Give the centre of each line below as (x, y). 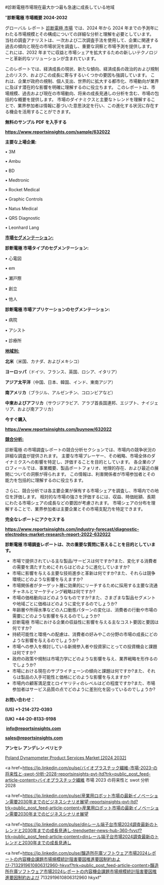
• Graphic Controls (24, 199)
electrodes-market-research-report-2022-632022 (58, 534)
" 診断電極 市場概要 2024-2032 (36, 18)
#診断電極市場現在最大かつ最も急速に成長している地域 (60, 7)
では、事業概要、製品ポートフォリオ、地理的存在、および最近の (90, 468)
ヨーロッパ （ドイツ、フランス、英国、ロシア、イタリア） (62, 372)
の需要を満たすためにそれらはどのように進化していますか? (71, 567)
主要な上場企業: (21, 142)
